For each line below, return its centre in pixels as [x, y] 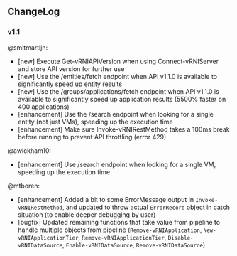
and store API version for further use [71, 69]
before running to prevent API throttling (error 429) [92, 137]
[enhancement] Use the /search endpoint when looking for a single [116, 114]
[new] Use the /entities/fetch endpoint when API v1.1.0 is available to [117, 76]
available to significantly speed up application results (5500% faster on [122, 99]
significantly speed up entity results [70, 84]
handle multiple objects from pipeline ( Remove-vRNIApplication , [110, 230]
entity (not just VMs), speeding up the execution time [95, 122]
